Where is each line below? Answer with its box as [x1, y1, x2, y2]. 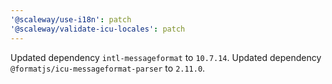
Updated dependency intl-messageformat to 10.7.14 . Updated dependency [10, 51, 322, 63]
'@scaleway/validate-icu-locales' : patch [10, 24, 186, 34]
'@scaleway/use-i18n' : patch [10, 14, 132, 25]
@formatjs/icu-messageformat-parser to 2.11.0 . [10, 62, 206, 74]
